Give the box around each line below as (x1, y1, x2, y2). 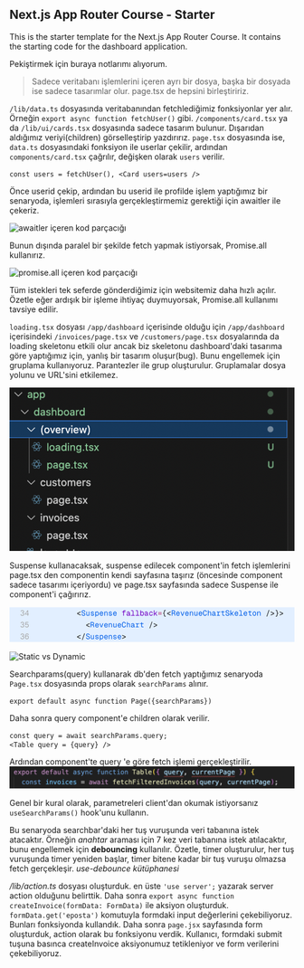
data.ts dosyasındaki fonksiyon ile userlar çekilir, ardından (9, 141, 228, 152)
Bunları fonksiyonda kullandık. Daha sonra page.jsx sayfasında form (9, 918, 263, 930)
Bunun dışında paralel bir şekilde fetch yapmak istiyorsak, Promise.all (9, 240, 267, 251)
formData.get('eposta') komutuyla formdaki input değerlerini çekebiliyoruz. (9, 909, 292, 920)
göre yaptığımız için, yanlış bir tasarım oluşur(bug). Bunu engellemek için (9, 350, 280, 361)
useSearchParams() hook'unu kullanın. (9, 807, 149, 818)
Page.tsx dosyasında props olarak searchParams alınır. (9, 678, 209, 688)
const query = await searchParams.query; (9, 731, 168, 740)
